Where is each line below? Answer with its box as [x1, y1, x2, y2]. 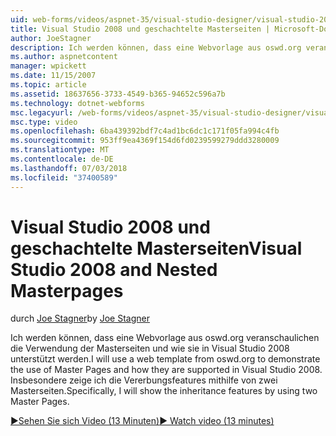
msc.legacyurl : [10, 107, 74, 118]
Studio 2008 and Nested [10, 258, 218, 281]
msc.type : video [10, 117, 78, 127]
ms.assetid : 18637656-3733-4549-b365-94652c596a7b [10, 89, 226, 99]
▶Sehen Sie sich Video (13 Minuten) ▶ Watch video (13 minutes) [10, 415, 275, 427]
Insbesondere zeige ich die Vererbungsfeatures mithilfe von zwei [10, 374, 278, 386]
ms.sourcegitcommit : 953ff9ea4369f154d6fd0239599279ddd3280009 [10, 136, 280, 146]
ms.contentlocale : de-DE [10, 154, 114, 164]
